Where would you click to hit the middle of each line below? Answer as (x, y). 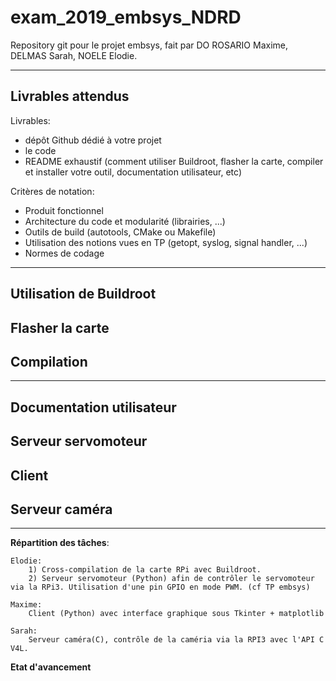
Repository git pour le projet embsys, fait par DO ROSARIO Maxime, (149, 45)
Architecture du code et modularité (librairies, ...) (125, 221)
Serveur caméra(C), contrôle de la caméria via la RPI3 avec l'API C (176, 640)
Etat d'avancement (51, 667)
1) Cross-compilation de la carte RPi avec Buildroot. (145, 570)
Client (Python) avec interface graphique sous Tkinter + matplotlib (176, 614)
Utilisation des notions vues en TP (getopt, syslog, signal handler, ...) (166, 242)
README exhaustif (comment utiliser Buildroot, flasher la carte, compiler (174, 161)
